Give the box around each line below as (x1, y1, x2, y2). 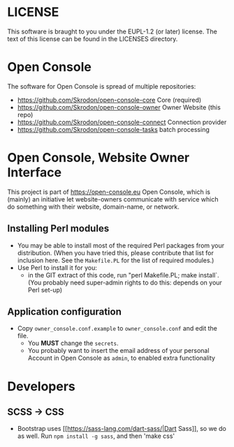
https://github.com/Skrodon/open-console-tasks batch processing (17, 125, 210, 133)
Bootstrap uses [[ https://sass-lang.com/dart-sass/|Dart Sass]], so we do (17, 425, 227, 433)
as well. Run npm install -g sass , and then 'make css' (17, 432, 175, 440)
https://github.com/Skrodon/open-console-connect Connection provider (17, 118, 227, 126)
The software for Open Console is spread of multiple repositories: (7, 82, 196, 91)
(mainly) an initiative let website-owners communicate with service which (7, 195, 219, 203)
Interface (7, 165, 61, 181)
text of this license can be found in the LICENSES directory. (7, 34, 178, 43)
